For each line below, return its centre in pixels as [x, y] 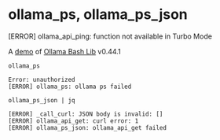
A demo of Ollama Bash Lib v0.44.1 [64, 51]
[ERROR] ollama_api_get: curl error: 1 [73, 121]
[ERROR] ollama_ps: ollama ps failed [70, 87]
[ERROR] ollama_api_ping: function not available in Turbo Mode [110, 36]
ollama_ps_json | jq [42, 100]
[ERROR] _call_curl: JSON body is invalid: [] [86, 114]
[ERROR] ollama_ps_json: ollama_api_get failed [88, 127]
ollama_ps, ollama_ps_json [98, 15]
